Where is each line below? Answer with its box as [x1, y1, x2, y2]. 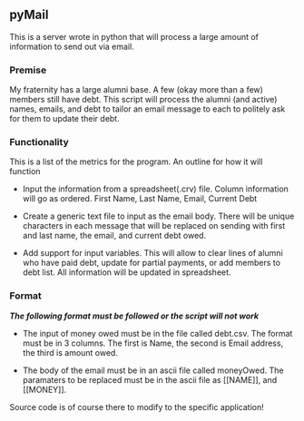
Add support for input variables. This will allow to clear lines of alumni [22, 248, 283, 259]
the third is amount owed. [22, 347, 118, 357]
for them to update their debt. [9, 113, 120, 124]
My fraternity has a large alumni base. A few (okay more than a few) [9, 84, 263, 95]
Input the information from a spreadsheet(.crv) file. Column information [22, 183, 289, 194]
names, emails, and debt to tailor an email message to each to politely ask [9, 103, 286, 114]
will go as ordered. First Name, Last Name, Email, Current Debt [22, 193, 258, 204]
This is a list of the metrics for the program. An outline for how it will [9, 156, 263, 167]
